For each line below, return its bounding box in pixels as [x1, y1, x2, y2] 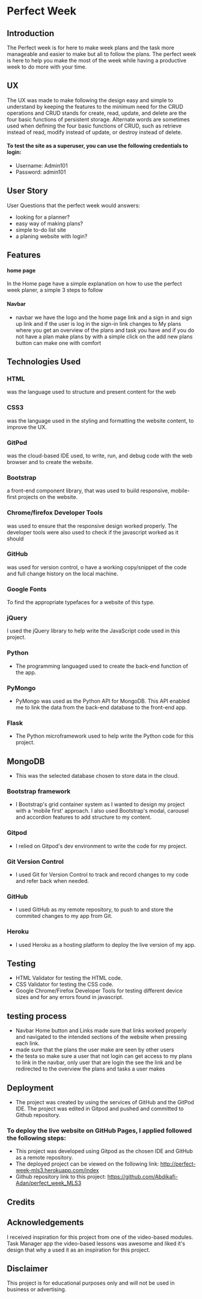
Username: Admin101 [15, 162, 68, 170]
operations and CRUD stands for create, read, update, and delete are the [7, 109, 187, 117]
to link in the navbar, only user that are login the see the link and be [15, 1059, 182, 1066]
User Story [7, 186, 48, 196]
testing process [7, 1011, 67, 1021]
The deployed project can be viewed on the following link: [15, 1160, 159, 1167]
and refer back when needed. [15, 877, 90, 884]
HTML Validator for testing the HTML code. [15, 974, 123, 982]
